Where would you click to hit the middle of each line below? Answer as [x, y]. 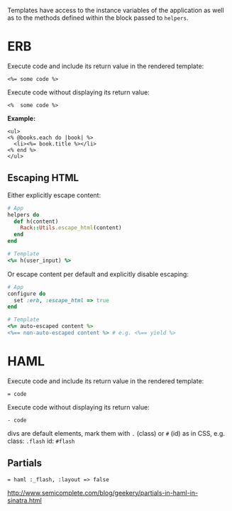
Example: [22, 118]
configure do [27, 294]
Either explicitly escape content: [54, 195]
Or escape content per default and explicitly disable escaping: [98, 274]
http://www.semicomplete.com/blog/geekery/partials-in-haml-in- [103, 493]
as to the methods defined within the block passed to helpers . [98, 18]
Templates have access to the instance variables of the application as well [116, 10]
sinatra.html [25, 500]
